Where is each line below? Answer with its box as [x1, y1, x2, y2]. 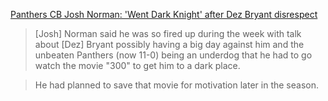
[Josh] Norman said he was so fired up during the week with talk [34, 28, 302, 39]
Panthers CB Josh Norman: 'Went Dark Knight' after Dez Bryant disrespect [10, 9, 318, 20]
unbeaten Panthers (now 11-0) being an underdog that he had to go [34, 49, 313, 61]
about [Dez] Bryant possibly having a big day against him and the [34, 39, 305, 50]
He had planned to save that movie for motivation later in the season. [34, 79, 319, 91]
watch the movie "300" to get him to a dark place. [34, 60, 241, 71]
